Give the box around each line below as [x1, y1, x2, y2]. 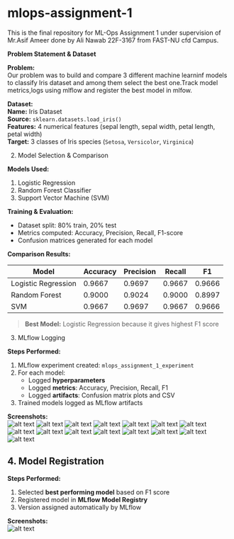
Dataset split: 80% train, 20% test [17, 221, 117, 229]
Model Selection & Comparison [17, 151, 108, 159]
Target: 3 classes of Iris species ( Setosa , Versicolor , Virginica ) [7, 137, 194, 146]
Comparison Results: [7, 249, 71, 258]
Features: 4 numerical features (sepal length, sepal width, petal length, [7, 122, 216, 130]
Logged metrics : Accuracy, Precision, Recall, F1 [28, 383, 169, 392]
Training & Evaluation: [7, 207, 74, 215]
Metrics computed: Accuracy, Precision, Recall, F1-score [17, 228, 184, 237]
